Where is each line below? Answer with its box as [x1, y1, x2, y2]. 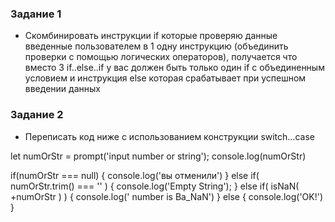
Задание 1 [10, 7, 62, 21]
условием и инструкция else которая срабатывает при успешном [24, 72, 307, 84]
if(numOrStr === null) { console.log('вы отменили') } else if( [10, 169, 260, 181]
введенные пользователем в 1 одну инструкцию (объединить [24, 40, 289, 52]
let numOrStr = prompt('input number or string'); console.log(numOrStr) [10, 150, 307, 162]
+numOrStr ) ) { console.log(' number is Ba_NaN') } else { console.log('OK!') [10, 190, 324, 202]
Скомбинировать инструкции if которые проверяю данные [24, 30, 278, 42]
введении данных [24, 83, 101, 95]
